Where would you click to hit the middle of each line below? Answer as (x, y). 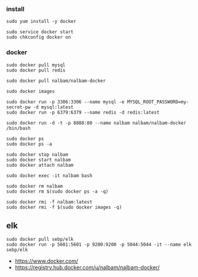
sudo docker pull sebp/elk (40, 240)
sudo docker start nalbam (38, 160)
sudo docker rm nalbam (34, 186)
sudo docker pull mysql (36, 65)
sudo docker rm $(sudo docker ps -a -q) (58, 191)
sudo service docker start (40, 32)
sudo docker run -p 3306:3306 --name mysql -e (65, 102)
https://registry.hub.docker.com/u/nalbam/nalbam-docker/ (87, 267)
